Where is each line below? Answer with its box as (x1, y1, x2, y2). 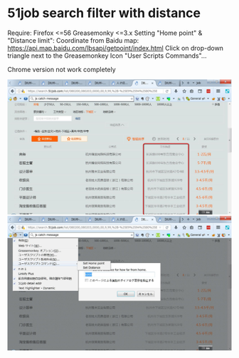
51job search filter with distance (7, 5, 201, 21)
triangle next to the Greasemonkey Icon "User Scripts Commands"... (7, 51, 207, 60)
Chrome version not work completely (7, 65, 116, 73)
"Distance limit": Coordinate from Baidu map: (7, 36, 139, 44)
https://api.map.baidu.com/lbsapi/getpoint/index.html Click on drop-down (7, 44, 224, 52)
